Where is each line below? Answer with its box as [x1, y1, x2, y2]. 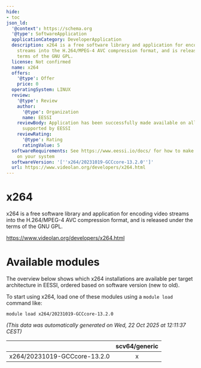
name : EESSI [22, 114, 52, 120]
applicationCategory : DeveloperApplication [11, 37, 121, 42]
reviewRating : [17, 131, 52, 138]
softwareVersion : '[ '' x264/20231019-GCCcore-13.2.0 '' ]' [11, 159, 154, 165]
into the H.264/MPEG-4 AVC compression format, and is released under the [6, 217, 193, 224]
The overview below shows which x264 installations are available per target [6, 275, 193, 282]
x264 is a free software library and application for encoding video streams [6, 210, 190, 217]
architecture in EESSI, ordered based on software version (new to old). [6, 282, 180, 288]
